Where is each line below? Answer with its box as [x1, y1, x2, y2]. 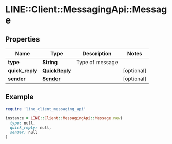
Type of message [76, 59, 118, 66]
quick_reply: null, [10, 125, 52, 130]
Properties [5, 35, 40, 44]
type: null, [10, 120, 36, 126]
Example [5, 93, 34, 101]
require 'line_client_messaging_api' [5, 106, 86, 111]
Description [82, 50, 112, 57]
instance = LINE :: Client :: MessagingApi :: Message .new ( [5, 115, 123, 121]
